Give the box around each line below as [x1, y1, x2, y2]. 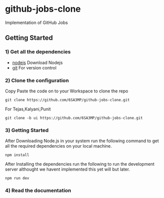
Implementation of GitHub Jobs [5, 20, 68, 25]
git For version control [12, 65, 57, 70]
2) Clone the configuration [5, 77, 69, 84]
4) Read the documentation [5, 187, 72, 194]
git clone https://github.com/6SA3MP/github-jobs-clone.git [5, 97, 130, 102]
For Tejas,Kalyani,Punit [5, 106, 51, 112]
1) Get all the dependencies [5, 48, 71, 55]
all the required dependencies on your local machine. [5, 143, 112, 149]
